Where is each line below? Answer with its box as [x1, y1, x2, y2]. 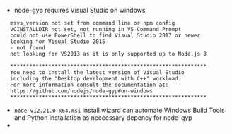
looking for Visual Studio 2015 [10, 38, 106, 45]
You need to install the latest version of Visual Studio [10, 69, 185, 76]
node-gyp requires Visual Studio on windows [13, 6, 146, 14]
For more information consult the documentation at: [10, 81, 169, 88]
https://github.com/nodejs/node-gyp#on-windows [10, 87, 153, 95]
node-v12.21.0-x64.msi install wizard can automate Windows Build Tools [13, 106, 225, 114]
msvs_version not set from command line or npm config [10, 20, 175, 27]
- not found [10, 44, 46, 51]
